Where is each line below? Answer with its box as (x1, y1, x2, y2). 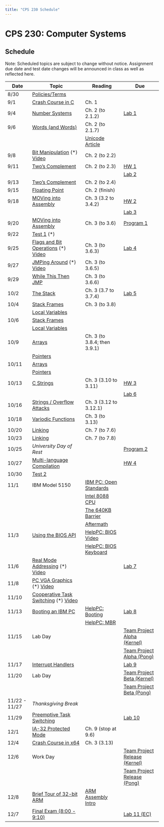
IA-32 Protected (32, 725, 70, 732)
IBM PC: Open (85, 478, 118, 485)
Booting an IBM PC (32, 608, 76, 615)
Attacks (32, 404, 50, 411)
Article (85, 141, 100, 148)
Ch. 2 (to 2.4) (85, 179, 116, 186)
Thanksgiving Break (32, 700, 79, 707)
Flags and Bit (32, 238, 62, 245)
